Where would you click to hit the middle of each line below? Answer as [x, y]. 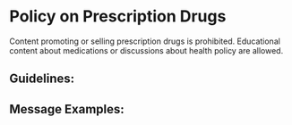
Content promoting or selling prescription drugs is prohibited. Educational [145, 41]
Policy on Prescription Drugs [118, 17]
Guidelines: [42, 79]
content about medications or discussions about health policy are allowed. [146, 50]
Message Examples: [67, 109]
